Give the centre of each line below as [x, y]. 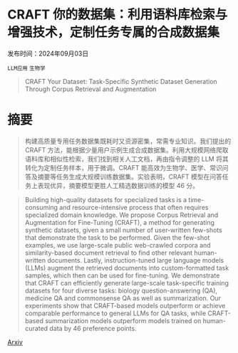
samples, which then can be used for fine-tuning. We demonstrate [122, 275]
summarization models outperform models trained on [123, 320]
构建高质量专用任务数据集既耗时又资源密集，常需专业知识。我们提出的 [128, 141]
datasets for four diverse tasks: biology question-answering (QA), [121, 290]
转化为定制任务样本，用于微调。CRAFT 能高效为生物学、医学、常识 [123, 167]
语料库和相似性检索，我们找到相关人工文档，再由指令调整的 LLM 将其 [127, 159]
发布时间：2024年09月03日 [48, 53]
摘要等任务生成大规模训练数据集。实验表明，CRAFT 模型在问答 [130, 176]
